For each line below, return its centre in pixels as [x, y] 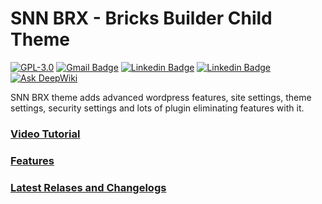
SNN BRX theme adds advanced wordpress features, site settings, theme [161, 97]
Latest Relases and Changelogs [88, 187]
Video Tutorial [45, 134]
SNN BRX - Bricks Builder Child [141, 18]
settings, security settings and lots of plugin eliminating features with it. [157, 108]
